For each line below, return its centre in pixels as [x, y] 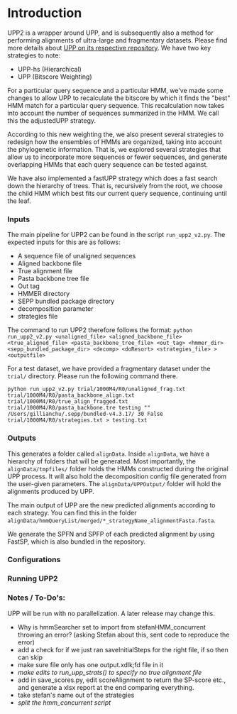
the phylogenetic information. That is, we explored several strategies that [114, 149]
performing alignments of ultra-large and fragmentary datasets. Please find [117, 40]
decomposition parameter [55, 309]
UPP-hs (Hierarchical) [49, 69]
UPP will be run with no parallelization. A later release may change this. [111, 613]
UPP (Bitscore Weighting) [55, 77]
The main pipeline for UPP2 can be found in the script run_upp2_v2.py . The [116, 235]
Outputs [22, 438]
